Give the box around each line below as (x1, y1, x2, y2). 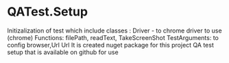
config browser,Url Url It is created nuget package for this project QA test (7, 41, 214, 49)
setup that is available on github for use (7, 48, 119, 56)
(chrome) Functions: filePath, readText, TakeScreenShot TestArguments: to (7, 33, 219, 41)
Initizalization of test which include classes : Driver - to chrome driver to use (7, 26, 222, 35)
